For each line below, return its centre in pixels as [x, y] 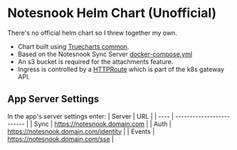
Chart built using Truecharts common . [73, 46]
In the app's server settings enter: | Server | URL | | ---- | [91, 116]
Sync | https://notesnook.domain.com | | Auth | [103, 124]
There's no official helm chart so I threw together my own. [93, 33]
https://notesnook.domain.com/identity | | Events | [81, 131]
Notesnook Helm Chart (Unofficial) [112, 13]
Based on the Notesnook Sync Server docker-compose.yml [105, 54]
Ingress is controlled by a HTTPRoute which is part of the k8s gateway [121, 69]
